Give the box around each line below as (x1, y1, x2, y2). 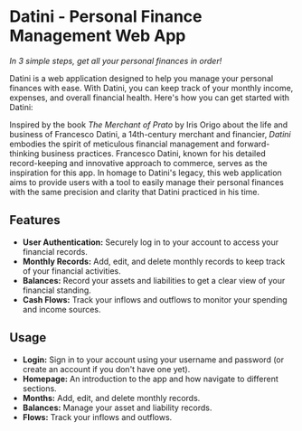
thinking (9, 147, 40, 159)
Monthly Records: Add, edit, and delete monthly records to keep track (22, 256, 286, 267)
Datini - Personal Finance (9, 6, 203, 27)
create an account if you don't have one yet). (22, 363, 191, 374)
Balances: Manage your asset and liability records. (22, 402, 212, 413)
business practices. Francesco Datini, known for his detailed (41, 147, 266, 159)
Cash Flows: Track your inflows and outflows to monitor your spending (22, 294, 288, 305)
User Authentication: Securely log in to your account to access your (22, 237, 279, 248)
